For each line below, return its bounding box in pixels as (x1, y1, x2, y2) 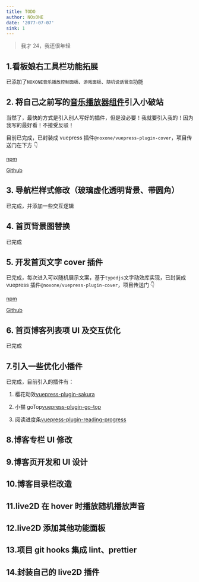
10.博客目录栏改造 (6, 479, 72, 489)
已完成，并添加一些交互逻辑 (6, 202, 74, 209)
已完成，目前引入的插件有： (6, 378, 74, 385)
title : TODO (6, 8, 36, 15)
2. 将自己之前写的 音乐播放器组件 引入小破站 (6, 97, 164, 107)
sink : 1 (6, 25, 26, 31)
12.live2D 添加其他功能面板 (6, 523, 106, 533)
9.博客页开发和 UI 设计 (6, 457, 88, 467)
